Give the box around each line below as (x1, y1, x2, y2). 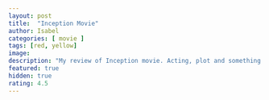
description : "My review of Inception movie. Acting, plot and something (8, 57, 262, 65)
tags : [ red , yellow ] (8, 42, 78, 50)
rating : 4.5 (8, 79, 48, 87)
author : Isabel (8, 27, 60, 35)
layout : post (8, 11, 52, 20)
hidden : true (8, 72, 52, 80)
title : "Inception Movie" (8, 19, 99, 27)
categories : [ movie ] (8, 34, 85, 43)
